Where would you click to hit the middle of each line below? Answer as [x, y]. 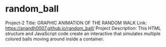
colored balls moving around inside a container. [55, 39]
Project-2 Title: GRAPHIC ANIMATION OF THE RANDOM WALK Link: [76, 23]
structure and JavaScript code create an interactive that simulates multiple [83, 33]
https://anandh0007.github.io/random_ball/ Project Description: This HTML [83, 28]
